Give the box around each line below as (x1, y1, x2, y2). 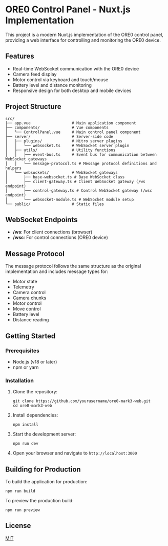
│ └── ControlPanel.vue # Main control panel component (5, 130, 141, 135)
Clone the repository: (12, 389, 58, 395)
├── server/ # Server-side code (5, 134, 114, 139)
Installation (5, 377, 34, 384)
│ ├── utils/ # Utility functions (5, 148, 116, 153)
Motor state (12, 279, 37, 285)
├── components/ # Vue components (5, 125, 109, 130)
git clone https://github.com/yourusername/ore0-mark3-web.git (12, 398, 151, 404)
